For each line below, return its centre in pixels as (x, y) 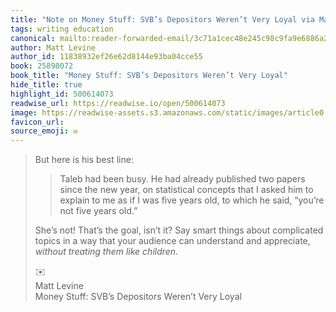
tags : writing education (62, 29)
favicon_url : (37, 122)
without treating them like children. (106, 252)
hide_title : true (46, 85)
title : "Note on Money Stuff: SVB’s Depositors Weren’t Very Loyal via (162, 19)
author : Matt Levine (53, 47)
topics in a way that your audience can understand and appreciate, (172, 241)
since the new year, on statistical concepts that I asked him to (186, 190)
